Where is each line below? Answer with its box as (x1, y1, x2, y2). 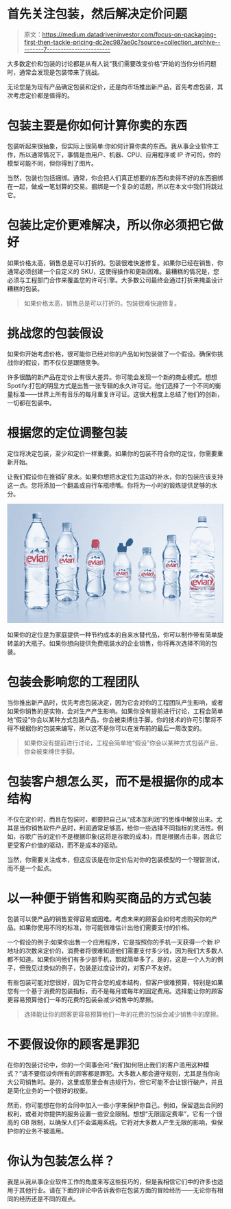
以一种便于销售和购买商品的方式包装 (7, 891, 212, 907)
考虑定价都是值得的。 (12, 91, 73, 100)
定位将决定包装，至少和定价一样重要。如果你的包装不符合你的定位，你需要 (7, 449, 217, 457)
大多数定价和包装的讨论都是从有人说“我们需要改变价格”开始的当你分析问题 (7, 59, 217, 67)
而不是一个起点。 (7, 864, 56, 872)
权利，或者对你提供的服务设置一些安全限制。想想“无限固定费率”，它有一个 (7, 1109, 217, 1118)
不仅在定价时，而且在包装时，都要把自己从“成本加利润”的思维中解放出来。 (7, 815, 217, 824)
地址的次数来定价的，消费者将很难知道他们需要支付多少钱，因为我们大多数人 (7, 946, 223, 955)
